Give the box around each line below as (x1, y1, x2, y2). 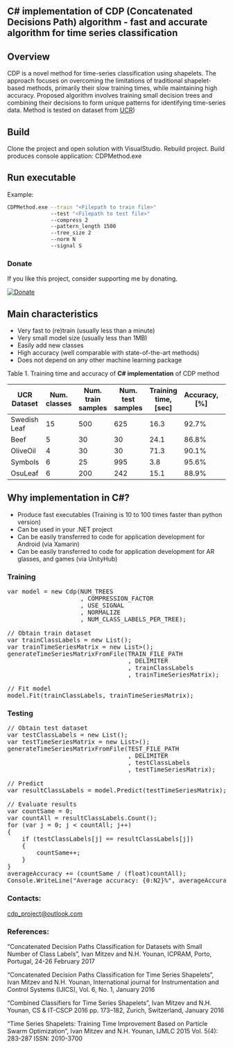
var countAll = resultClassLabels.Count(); (7, 814, 157, 822)
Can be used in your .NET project (17, 525, 113, 533)
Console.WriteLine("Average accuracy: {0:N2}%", (7, 877, 175, 884)
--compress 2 (51, 216, 89, 224)
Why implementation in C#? (7, 492, 130, 504)
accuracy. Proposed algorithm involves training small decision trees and (7, 91, 213, 100)
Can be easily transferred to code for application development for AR (17, 547, 215, 555)
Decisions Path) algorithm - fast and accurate (7, 17, 208, 28)
